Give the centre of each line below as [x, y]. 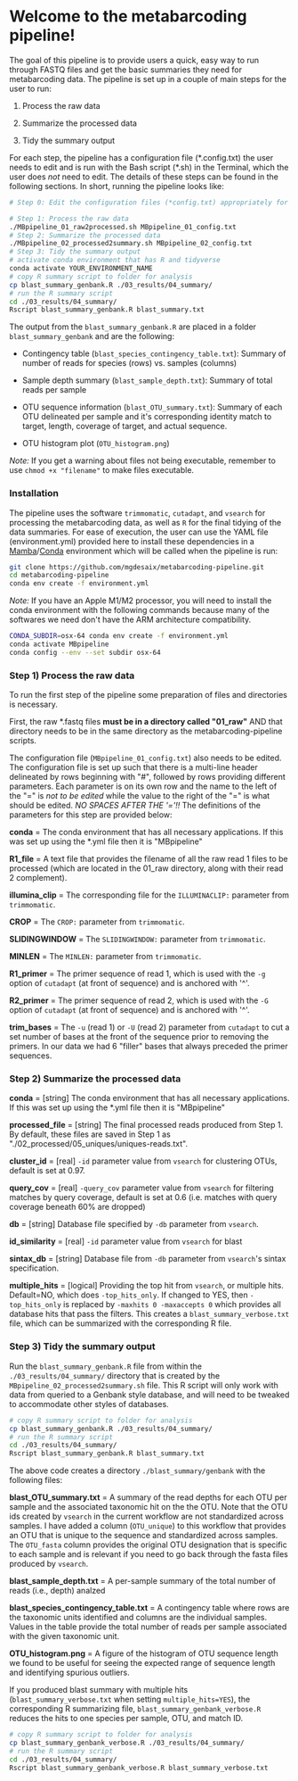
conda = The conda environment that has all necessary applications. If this [146, 833]
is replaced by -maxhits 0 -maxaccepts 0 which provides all [173, 1305]
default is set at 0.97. [48, 1171]
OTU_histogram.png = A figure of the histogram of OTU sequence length [144, 1653]
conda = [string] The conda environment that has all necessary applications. [149, 1098]
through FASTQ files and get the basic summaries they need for [126, 70]
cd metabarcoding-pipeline [59, 576]
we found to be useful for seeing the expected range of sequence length [142, 1663]
